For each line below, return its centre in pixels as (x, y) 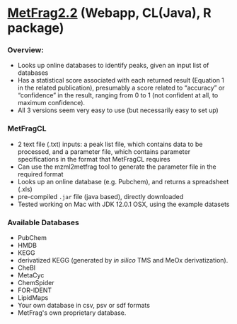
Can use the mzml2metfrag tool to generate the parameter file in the (117, 167)
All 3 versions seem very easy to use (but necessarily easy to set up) (118, 110)
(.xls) (25, 189)
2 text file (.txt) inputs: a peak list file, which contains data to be (110, 144)
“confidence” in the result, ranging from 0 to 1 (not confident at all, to (118, 95)
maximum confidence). (51, 103)
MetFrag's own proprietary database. (72, 313)
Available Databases (43, 222)
